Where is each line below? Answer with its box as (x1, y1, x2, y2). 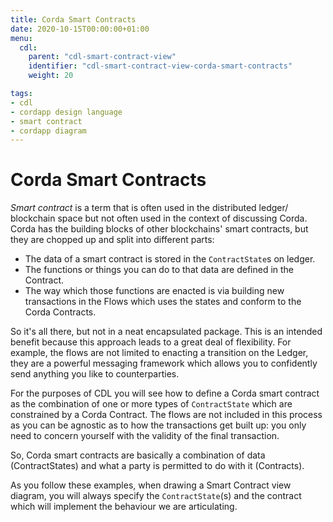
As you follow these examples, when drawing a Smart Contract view (10, 479, 292, 491)
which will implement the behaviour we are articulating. (10, 501, 238, 513)
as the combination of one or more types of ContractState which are (10, 398, 293, 410)
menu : (10, 33, 33, 43)
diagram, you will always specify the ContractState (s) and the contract (10, 490, 302, 502)
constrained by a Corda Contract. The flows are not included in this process (10, 409, 323, 421)
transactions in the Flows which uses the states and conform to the (24, 296, 302, 308)
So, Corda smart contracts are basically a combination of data (10, 449, 266, 461)
